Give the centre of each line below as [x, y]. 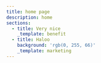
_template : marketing [44, 51]
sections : [19, 23]
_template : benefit [42, 34]
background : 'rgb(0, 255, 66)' [57, 46]
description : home [29, 17]
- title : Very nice [36, 28]
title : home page [28, 12]
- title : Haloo [31, 40]
